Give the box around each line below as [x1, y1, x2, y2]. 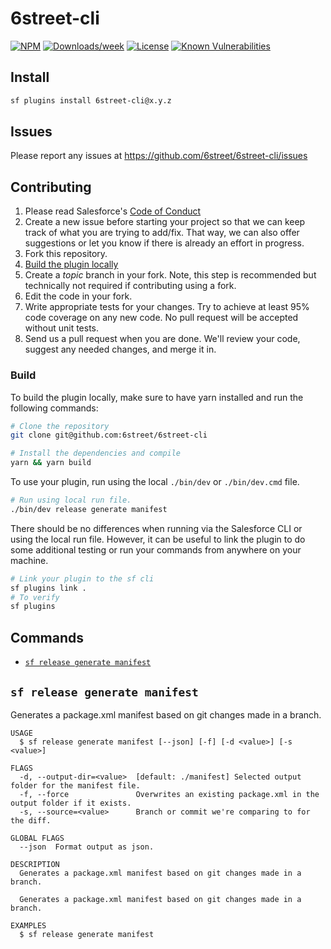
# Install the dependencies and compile [10, 448, 182, 459]
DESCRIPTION [10, 859, 60, 869]
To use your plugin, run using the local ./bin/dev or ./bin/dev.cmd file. [10, 476, 300, 488]
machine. [10, 554, 49, 566]
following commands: [10, 402, 99, 414]
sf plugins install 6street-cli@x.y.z [10, 95, 172, 106]
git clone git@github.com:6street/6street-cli [10, 430, 208, 441]
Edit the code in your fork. [24, 290, 133, 302]
